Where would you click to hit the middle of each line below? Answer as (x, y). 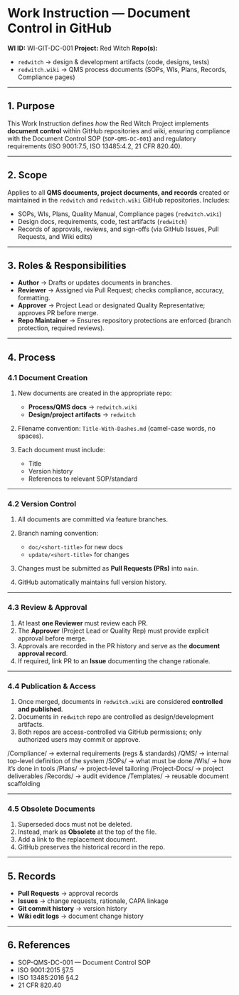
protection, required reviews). (61, 328)
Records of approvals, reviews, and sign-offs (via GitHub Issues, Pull (118, 229)
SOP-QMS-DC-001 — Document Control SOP (84, 962)
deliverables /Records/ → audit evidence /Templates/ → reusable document (118, 776)
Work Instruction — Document (99, 13)
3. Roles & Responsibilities (67, 265)
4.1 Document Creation (48, 377)
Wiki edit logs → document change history (80, 916)
